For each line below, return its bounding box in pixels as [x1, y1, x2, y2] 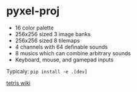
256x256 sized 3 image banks [15, 30, 91, 37]
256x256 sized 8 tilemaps [15, 37, 80, 44]
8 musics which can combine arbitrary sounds [15, 49, 132, 57]
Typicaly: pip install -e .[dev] [6, 67, 88, 75]
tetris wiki [6, 79, 31, 87]
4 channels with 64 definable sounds [15, 43, 108, 51]
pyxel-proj [6, 4, 60, 18]
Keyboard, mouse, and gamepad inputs [15, 56, 114, 63]
